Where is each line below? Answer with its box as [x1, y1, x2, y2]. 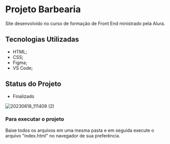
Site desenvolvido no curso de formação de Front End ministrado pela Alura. [5, 20, 165, 26]
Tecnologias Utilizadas [5, 35, 79, 44]
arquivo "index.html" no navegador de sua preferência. [5, 132, 121, 138]
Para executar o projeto [5, 116, 65, 123]
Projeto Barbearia [5, 4, 81, 15]
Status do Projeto [5, 80, 62, 89]
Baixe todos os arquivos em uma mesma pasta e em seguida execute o [5, 127, 154, 133]
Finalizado [12, 93, 35, 99]
